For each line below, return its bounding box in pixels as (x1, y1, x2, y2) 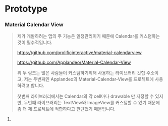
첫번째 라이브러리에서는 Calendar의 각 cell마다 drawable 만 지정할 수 (17, 93, 154, 99)
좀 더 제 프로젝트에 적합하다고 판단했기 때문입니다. (17, 106, 116, 112)
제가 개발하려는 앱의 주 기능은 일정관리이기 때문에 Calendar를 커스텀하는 (17, 33, 160, 39)
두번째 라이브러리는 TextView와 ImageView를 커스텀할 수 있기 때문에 (24, 100, 160, 106)
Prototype (5, 3, 48, 15)
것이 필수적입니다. (17, 39, 52, 46)
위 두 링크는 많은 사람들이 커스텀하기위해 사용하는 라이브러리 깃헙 (17, 70, 145, 76)
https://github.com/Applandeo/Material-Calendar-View (17, 59, 131, 66)
